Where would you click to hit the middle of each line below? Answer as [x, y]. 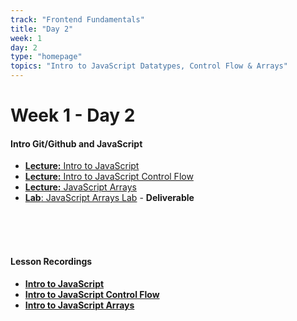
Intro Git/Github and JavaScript [76, 143]
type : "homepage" [46, 57]
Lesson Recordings [51, 261]
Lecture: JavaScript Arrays [80, 187]
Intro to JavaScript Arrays [79, 305]
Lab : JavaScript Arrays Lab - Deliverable [109, 198]
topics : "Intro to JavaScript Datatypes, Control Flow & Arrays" [149, 66]
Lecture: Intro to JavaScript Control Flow [109, 177]
